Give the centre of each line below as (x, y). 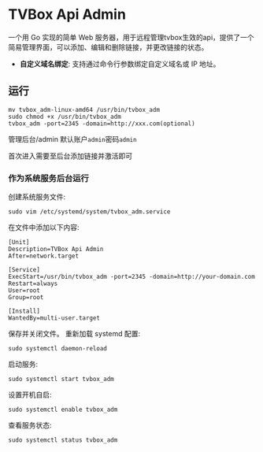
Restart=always (33, 284)
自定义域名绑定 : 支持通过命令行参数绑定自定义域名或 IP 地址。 (120, 64)
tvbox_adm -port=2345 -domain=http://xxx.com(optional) (102, 124)
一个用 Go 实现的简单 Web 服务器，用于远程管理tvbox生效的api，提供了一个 (131, 37)
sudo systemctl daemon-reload (58, 349)
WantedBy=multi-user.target (54, 318)
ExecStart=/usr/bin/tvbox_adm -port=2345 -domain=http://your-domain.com (132, 277)
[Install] (24, 311)
